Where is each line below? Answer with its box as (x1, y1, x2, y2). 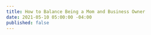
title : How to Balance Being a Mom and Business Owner (6, 8, 146, 15)
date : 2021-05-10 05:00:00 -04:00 (6, 14, 93, 20)
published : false (6, 20, 50, 26)
